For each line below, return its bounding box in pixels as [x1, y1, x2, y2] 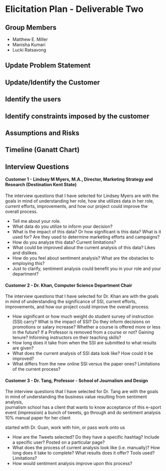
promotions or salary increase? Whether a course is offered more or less [12, 324, 161, 330]
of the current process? [12, 366, 61, 372]
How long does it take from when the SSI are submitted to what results [12, 340, 157, 346]
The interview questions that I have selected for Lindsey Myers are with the [5, 193, 159, 199]
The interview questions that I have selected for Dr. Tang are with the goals [5, 389, 159, 395]
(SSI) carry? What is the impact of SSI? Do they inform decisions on [12, 319, 150, 325]
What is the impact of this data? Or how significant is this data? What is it [12, 228, 162, 234]
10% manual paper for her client [5, 415, 71, 421]
